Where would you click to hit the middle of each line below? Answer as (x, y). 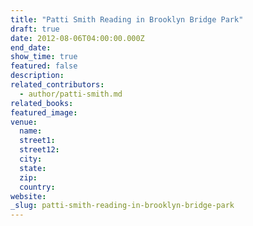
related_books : (42, 103)
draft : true (35, 29)
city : (31, 159)
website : (28, 196)
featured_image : (44, 112)
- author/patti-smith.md (71, 94)
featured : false (44, 66)
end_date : (31, 47)
